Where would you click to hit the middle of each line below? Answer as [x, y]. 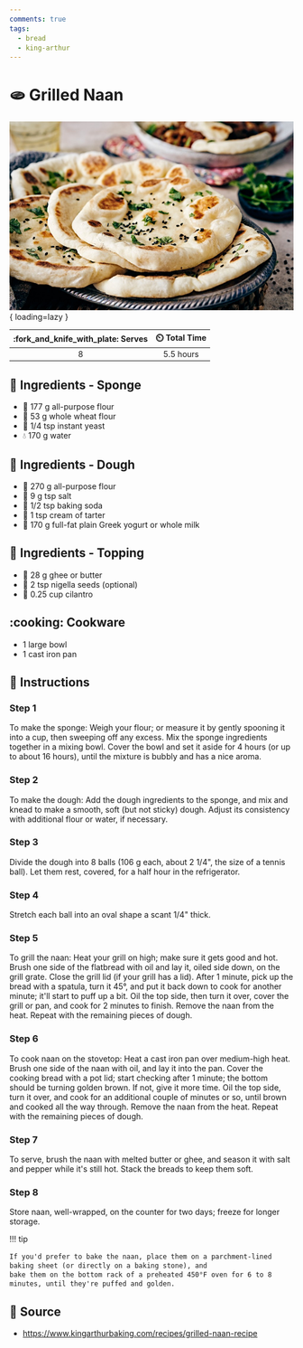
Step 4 [24, 895]
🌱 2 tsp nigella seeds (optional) [80, 584]
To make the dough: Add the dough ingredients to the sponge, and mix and [149, 799]
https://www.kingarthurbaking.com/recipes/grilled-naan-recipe [140, 1334]
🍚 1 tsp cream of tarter [64, 514]
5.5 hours [181, 353]
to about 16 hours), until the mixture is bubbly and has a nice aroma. [135, 757]
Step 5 [24, 938]
